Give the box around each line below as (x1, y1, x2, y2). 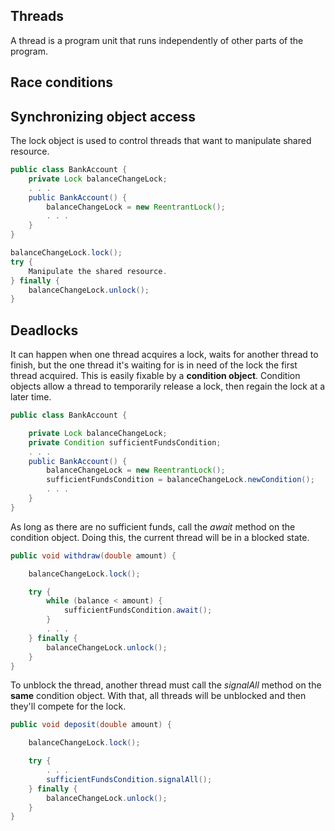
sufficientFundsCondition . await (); (63, 605, 213, 616)
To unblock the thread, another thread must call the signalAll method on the (10, 679, 322, 691)
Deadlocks (10, 322, 79, 339)
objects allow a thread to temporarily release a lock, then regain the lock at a (10, 380, 326, 393)
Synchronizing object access (10, 108, 196, 125)
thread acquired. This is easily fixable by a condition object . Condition (10, 370, 301, 382)
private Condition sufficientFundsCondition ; (28, 437, 222, 448)
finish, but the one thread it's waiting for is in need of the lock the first (10, 359, 298, 371)
